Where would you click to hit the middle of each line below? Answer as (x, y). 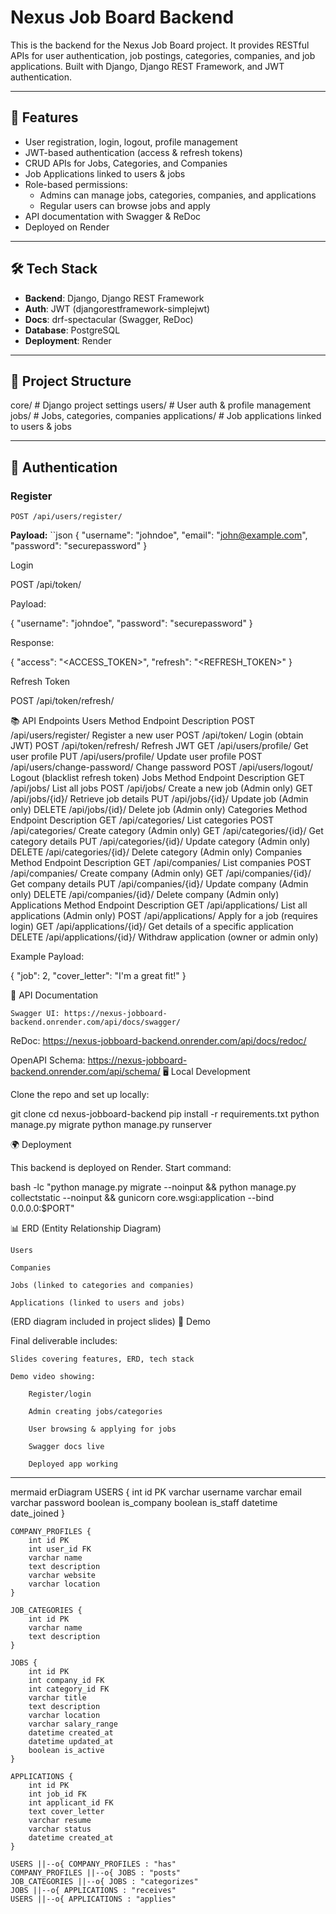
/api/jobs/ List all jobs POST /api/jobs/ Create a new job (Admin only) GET (162, 788)
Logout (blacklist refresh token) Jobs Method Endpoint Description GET (158, 778)
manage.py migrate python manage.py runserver (111, 1125)
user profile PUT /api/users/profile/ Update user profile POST (136, 757)
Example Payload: (47, 957)
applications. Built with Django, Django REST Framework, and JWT (147, 66)
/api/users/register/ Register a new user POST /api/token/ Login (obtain (157, 735)
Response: (32, 643)
